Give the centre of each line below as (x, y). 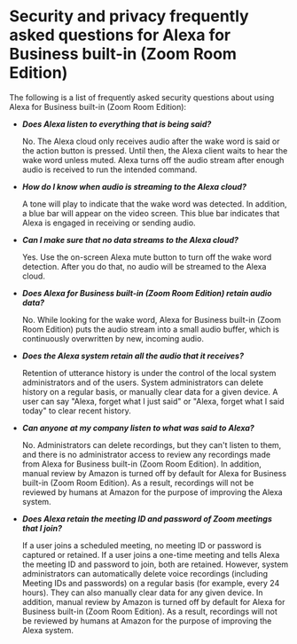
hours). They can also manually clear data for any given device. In (142, 593)
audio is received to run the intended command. (109, 169)
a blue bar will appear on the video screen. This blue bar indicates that (151, 213)
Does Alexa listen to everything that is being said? (117, 124)
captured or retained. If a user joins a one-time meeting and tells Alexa (151, 554)
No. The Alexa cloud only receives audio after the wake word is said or (151, 141)
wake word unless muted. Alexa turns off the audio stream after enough (153, 160)
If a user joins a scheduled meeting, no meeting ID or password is (141, 545)
